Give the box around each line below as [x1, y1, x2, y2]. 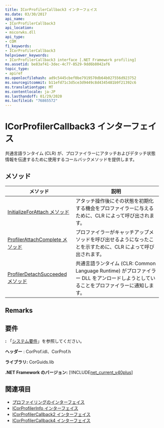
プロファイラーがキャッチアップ [75, 228, 149, 235]
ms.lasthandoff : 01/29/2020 [5, 94, 62, 99]
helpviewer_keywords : [5, 52, 49, 58]
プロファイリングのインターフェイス [12, 399, 85, 405]
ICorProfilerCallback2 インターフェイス [12, 411, 91, 417]
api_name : [5, 16, 25, 21]
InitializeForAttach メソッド [7, 208, 70, 215]
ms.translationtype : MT [5, 84, 54, 90]
